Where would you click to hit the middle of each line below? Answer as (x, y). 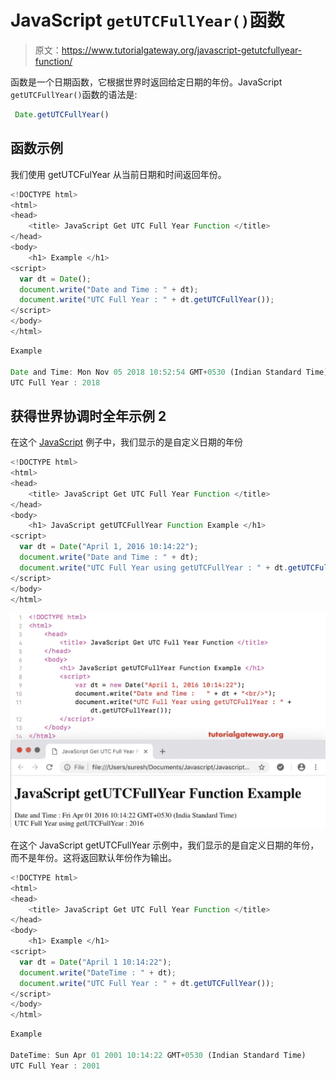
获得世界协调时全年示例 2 (88, 416)
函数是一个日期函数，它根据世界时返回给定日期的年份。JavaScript (146, 82)
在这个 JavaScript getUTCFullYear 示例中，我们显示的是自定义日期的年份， (165, 845)
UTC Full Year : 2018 (55, 382)
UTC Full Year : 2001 (55, 1066)
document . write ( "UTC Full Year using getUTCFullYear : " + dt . (153, 567)
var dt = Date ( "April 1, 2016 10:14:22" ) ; (109, 547)
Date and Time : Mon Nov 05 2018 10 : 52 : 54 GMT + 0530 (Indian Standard (156, 372)
